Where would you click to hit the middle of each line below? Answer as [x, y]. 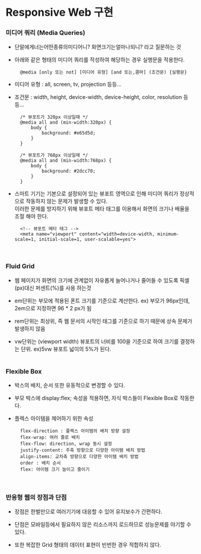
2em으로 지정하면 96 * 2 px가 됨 [53, 308]
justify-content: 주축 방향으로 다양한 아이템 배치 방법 [83, 450]
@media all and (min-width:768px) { [66, 161]
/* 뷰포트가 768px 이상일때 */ [54, 155]
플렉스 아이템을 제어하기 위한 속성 [54, 419]
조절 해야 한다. [31, 216]
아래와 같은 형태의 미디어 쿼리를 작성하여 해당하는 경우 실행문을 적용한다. [99, 60]
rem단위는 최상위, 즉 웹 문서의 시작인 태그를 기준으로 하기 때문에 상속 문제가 [103, 321]
